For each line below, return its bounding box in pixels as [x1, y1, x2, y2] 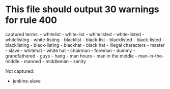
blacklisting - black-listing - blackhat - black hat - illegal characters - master [5, 42, 165, 48]
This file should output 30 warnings [5, 4, 159, 15]
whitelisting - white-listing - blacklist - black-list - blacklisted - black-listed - [5, 37, 164, 43]
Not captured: [5, 68, 35, 74]
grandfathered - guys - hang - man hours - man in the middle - [5, 52, 137, 59]
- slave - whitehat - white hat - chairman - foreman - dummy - [5, 47, 136, 53]
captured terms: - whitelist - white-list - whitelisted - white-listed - [5, 31, 145, 37]
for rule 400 [5, 14, 58, 26]
